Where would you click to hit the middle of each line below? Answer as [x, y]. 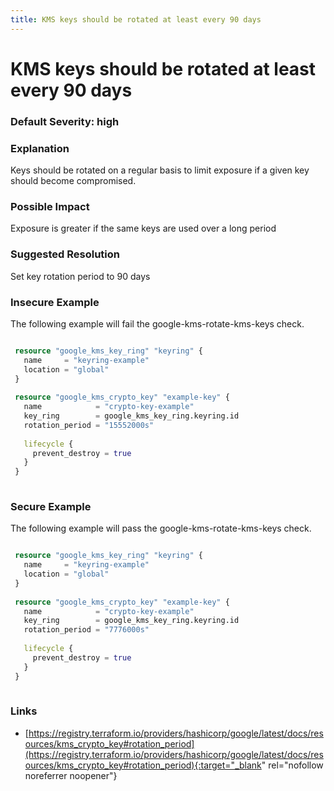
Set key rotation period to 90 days [80, 276]
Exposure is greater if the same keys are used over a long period [143, 228]
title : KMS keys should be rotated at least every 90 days [136, 19]
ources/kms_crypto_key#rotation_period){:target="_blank [143, 765]
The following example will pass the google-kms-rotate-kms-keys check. [161, 528]
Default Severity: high [65, 121]
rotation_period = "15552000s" [89, 425]
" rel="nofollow [292, 765]
